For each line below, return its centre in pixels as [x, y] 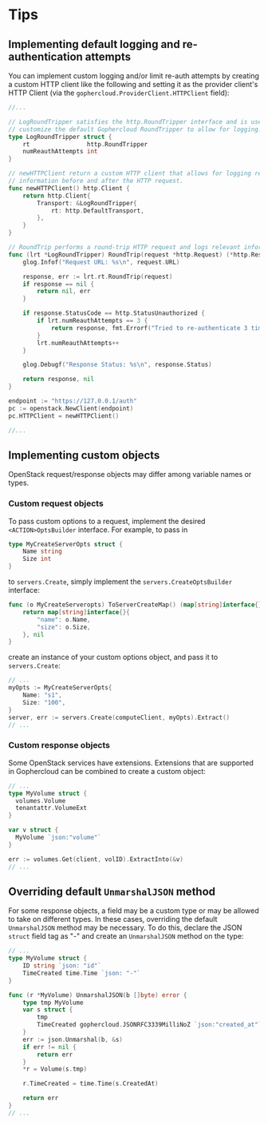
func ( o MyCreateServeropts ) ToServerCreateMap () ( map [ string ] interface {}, [137, 605]
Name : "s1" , [42, 695]
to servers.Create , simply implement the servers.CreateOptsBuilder [120, 582]
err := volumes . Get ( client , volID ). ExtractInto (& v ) [96, 859]
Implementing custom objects [84, 455]
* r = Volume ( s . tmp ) [55, 1069]
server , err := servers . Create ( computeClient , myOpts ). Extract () [119, 717]
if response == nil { [58, 284]
